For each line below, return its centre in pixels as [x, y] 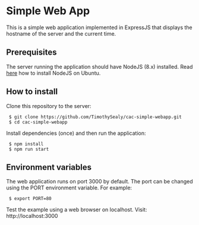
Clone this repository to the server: [49, 106]
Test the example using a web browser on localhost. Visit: [77, 210]
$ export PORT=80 [30, 199]
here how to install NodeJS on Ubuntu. [53, 73]
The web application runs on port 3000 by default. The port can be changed [99, 182]
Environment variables [49, 167]
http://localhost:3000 [32, 216]
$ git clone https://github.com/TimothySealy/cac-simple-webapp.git [95, 117]
